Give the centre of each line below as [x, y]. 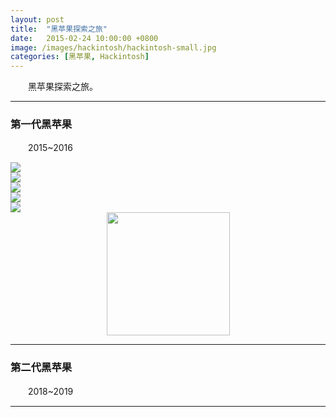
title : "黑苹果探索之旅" [59, 29]
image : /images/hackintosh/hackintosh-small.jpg [113, 47]
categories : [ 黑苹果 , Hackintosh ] [80, 57]
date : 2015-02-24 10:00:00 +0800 [84, 38]
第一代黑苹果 [41, 124]
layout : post [37, 19]
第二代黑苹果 [41, 368]
